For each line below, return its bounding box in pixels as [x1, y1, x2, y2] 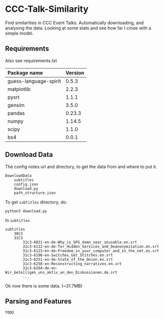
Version [65, 69, 84, 76]
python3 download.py [5, 209, 48, 213]
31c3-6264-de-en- [23, 265, 58, 271]
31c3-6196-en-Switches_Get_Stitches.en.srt [23, 252, 113, 257]
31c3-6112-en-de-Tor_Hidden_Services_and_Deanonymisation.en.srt [23, 244, 160, 249]
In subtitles [5, 217, 30, 223]
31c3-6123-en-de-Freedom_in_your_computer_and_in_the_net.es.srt [23, 248, 160, 253]
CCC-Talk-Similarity [5, 3, 89, 15]
